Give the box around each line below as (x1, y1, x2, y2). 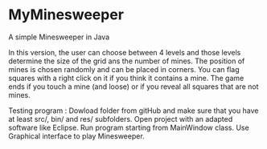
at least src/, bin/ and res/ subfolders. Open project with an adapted (8, 114, 233, 123)
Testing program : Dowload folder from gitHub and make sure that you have (8, 106, 259, 115)
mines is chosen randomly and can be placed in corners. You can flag (8, 64, 240, 74)
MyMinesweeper (8, 6, 125, 24)
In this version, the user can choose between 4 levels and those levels (8, 47, 241, 57)
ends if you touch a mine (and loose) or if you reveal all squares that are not (8, 82, 259, 91)
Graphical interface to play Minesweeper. (8, 131, 145, 141)
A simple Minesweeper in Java (8, 32, 110, 42)
